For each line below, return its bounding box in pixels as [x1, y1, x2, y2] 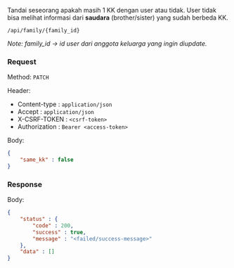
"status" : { [20, 216, 58, 223]
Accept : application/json [17, 108, 95, 116]
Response [7, 179, 42, 189]
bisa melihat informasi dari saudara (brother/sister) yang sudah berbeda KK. [7, 13, 228, 22]
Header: [7, 87, 31, 95]
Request [7, 56, 37, 66]
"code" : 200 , [32, 222, 74, 229]
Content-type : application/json [17, 100, 112, 108]
